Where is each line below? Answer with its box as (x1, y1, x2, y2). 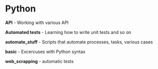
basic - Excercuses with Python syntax (5, 48, 86, 54)
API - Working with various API (5, 19, 69, 25)
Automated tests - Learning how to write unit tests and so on (5, 29, 132, 35)
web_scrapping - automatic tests (5, 58, 74, 64)
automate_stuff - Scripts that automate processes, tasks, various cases (5, 38, 153, 45)
